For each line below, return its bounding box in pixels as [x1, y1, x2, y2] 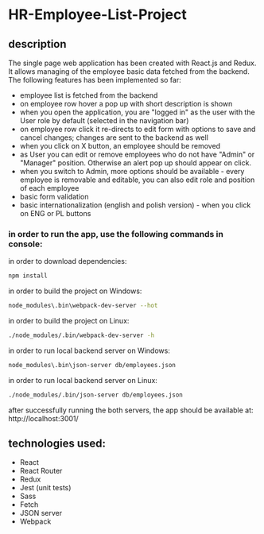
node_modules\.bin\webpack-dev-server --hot [8, 302, 158, 310]
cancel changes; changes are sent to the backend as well [19, 133, 209, 142]
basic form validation [19, 192, 89, 201]
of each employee [19, 184, 80, 192]
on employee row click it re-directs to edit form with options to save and [19, 125, 256, 133]
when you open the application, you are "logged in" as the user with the [19, 107, 256, 117]
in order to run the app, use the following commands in [8, 228, 224, 239]
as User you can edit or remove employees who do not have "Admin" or [19, 149, 255, 159]
